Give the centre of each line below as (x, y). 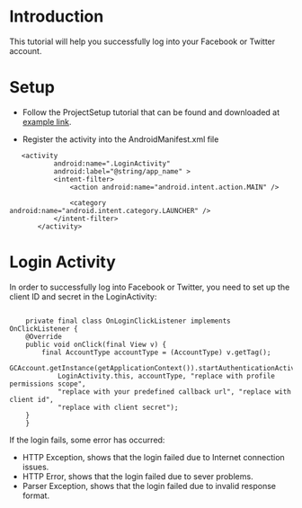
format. (36, 495)
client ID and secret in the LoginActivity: (83, 296)
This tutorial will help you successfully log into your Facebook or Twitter (142, 41)
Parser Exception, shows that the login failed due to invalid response (149, 486)
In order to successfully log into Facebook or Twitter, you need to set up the (150, 287)
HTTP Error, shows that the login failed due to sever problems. (138, 476)
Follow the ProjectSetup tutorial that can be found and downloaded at (151, 112)
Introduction (57, 17)
